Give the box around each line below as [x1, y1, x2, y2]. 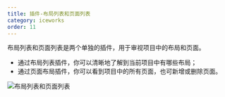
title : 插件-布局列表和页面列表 [7, 10, 91, 18]
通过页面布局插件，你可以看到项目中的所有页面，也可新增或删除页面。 [17, 67, 222, 76]
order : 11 [7, 23, 37, 30]
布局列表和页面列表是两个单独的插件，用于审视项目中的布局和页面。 [7, 44, 205, 52]
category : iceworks [7, 17, 65, 24]
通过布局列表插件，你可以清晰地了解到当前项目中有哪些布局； [17, 58, 197, 67]
